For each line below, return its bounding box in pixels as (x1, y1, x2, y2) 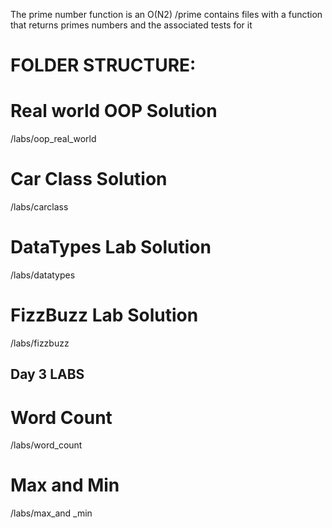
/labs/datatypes (10, 269, 76, 281)
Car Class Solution (10, 168, 168, 191)
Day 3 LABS (10, 366, 85, 383)
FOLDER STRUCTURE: (10, 54, 197, 77)
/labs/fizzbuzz (10, 337, 70, 349)
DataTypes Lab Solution (10, 236, 212, 259)
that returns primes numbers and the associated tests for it (10, 19, 253, 31)
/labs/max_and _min (10, 507, 93, 519)
